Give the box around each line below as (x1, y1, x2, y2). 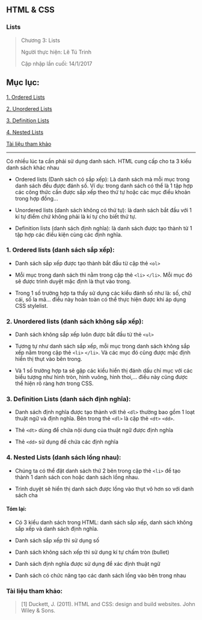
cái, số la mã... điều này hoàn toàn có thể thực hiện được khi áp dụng (14, 295, 186, 303)
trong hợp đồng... (14, 195, 58, 202)
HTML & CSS (6, 5, 55, 15)
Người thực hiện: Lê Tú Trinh (20, 48, 92, 55)
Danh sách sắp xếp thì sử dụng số (14, 536, 100, 544)
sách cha (14, 491, 38, 499)
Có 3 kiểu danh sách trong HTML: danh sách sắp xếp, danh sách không (14, 518, 193, 526)
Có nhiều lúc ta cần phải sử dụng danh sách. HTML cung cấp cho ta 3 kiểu (6, 157, 191, 164)
